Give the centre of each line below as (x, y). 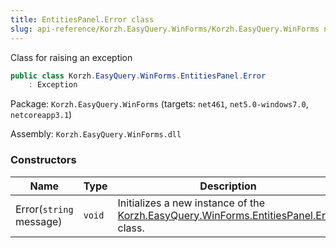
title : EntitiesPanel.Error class (82, 19)
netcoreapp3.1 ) (41, 115)
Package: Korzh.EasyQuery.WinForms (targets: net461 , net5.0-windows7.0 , (159, 104)
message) (39, 221)
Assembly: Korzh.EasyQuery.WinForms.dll (96, 134)
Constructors (43, 160)
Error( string (44, 209)
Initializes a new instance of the (191, 203)
